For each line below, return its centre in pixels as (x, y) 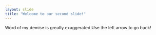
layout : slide (19, 9)
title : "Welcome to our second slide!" (46, 14)
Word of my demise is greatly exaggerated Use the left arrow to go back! (78, 27)
